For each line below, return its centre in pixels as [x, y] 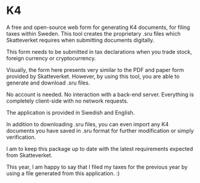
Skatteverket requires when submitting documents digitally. [80, 40]
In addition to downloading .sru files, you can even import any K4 [88, 124]
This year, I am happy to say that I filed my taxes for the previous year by [97, 167]
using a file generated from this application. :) [63, 173]
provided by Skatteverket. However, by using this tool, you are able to [93, 76]
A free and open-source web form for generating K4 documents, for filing [98, 27]
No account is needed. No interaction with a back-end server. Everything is [100, 94]
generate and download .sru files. [48, 83]
